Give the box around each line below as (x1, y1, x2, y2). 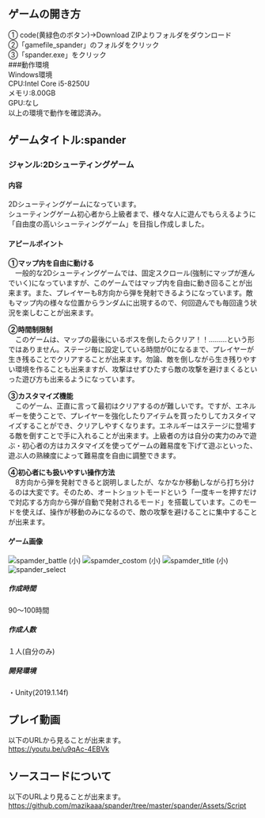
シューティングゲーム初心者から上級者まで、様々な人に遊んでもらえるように (8, 209, 257, 219)
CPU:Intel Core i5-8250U (8, 79, 90, 88)
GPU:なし (8, 98, 40, 107)
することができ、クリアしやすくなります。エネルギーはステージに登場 (21, 421, 249, 430)
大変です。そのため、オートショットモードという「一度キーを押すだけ (28, 487, 257, 497)
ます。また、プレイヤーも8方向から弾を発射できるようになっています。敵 (14, 288, 253, 298)
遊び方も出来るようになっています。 (21, 374, 139, 383)
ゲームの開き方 (8, 7, 81, 21)
